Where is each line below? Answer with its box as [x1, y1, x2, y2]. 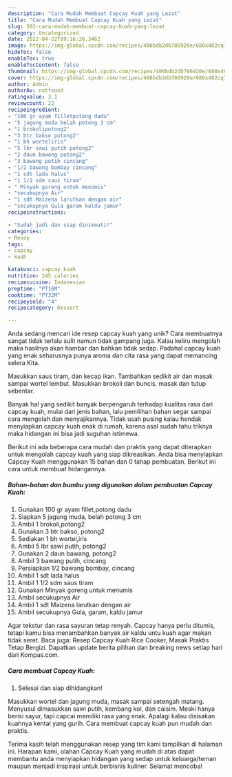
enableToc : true [8, 55, 54, 62]
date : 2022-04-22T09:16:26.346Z [8, 36, 101, 43]
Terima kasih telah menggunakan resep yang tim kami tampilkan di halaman [8, 740, 223, 749]
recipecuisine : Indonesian [8, 279, 85, 286]
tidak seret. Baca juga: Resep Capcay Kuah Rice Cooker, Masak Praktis [8, 636, 209, 645]
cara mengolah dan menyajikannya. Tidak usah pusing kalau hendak [8, 415, 202, 423]
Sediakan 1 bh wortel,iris [17, 535, 87, 543]
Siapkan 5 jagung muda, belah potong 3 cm [17, 513, 142, 521]
